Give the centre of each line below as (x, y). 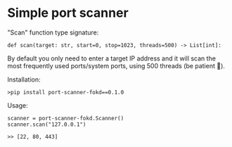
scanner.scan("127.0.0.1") (47, 124)
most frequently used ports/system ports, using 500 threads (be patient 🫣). (116, 65)
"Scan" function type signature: (53, 32)
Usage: (18, 105)
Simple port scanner (68, 13)
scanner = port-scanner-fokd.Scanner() (66, 118)
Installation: (24, 79)
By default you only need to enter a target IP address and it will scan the (112, 58)
